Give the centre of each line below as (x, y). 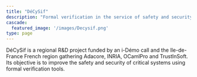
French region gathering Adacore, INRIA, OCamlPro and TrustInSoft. (106, 56)
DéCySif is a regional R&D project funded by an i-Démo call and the (87, 50)
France (15, 56)
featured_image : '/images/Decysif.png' (60, 28)
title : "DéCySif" (27, 11)
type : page (19, 34)
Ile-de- (178, 50)
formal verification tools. (35, 69)
